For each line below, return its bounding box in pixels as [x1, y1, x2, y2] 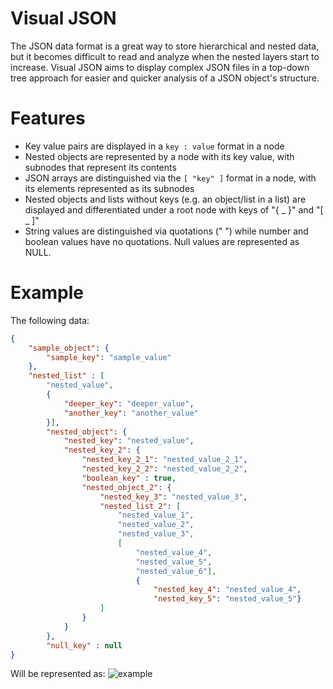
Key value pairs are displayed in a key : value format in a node [24, 140, 285, 152]
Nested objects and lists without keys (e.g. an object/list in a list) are [24, 193, 307, 205]
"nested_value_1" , [117, 510, 195, 521]
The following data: [10, 314, 90, 326]
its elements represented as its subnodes [24, 182, 195, 194]
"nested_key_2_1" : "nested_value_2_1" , [81, 455, 248, 465]
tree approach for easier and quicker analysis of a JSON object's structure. [10, 72, 320, 84]
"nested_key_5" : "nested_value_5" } [153, 594, 302, 604]
